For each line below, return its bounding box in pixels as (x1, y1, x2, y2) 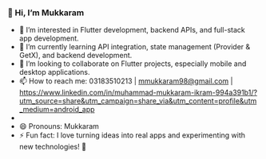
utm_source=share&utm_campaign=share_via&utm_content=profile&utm (18, 96, 257, 106)
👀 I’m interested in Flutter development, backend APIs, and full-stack (18, 25, 245, 35)
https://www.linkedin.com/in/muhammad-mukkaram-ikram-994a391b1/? (18, 87, 257, 98)
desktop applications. (18, 68, 90, 77)
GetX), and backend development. (18, 51, 133, 60)
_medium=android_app (18, 105, 95, 114)
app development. (18, 33, 79, 43)
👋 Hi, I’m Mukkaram (7, 7, 85, 18)
